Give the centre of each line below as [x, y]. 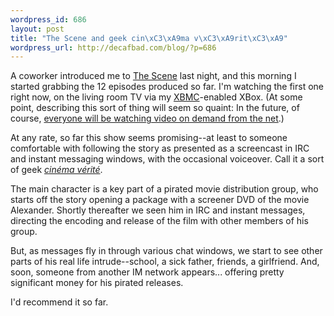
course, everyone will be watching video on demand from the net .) [147, 118]
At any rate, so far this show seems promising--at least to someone [149, 138]
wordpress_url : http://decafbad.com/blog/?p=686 [113, 47]
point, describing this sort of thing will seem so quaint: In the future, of [155, 108]
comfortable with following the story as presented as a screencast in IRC [160, 148]
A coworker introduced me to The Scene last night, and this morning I [153, 76]
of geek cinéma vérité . [56, 170]
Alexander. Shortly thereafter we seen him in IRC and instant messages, [158, 210]
